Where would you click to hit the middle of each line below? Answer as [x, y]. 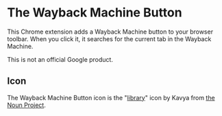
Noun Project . [26, 105]
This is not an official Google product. [60, 59]
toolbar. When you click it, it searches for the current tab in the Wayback [109, 38]
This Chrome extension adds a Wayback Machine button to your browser [110, 32]
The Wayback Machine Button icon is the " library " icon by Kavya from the [111, 97]
